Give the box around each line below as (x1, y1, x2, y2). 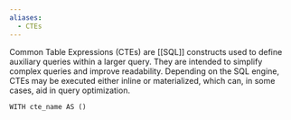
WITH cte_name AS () (9, 102, 88, 111)
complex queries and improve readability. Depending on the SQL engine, (9, 65, 280, 77)
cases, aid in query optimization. (9, 85, 131, 96)
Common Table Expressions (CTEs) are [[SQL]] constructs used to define (9, 46, 283, 57)
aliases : (9, 13, 42, 23)
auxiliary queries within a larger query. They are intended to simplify (9, 56, 263, 67)
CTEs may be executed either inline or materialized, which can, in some (9, 75, 276, 86)
